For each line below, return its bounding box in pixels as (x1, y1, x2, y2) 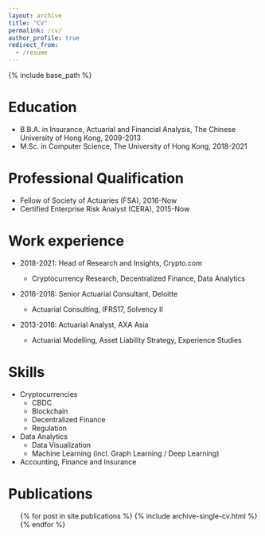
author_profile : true (8, 33, 80, 42)
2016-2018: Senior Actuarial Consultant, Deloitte (19, 289, 178, 298)
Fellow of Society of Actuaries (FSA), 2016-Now (19, 196, 177, 205)
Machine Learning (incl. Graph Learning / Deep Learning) (31, 449, 220, 458)
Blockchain (31, 406, 68, 416)
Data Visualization (31, 440, 92, 449)
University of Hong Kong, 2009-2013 (19, 133, 142, 142)
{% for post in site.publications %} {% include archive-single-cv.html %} (19, 511, 258, 521)
